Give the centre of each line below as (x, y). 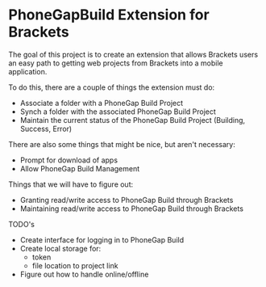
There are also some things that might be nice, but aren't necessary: (122, 144)
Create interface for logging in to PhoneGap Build (102, 239)
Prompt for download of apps (69, 160)
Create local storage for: (60, 248)
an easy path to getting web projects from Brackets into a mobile (116, 63)
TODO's (21, 224)
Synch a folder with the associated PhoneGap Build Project (118, 112)
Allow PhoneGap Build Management (80, 168)
